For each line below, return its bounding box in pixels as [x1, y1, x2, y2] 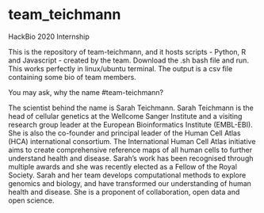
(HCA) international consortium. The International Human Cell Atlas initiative [8, 136, 256, 146]
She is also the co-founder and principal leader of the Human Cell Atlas [8, 128, 241, 138]
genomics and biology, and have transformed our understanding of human [8, 178, 252, 188]
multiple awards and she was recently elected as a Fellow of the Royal [8, 162, 238, 171]
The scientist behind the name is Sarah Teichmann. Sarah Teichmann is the [8, 103, 254, 112]
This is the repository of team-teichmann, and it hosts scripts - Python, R [8, 47, 247, 56]
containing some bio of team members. [8, 72, 136, 82]
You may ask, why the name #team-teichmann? [8, 87, 164, 97]
